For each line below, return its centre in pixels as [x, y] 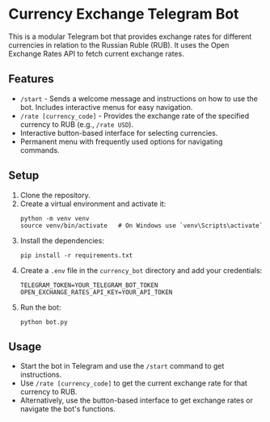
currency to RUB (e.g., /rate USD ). [77, 124]
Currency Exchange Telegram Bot [124, 14]
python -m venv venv [55, 218]
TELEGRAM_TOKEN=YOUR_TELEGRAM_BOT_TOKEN [89, 285]
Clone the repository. [55, 195]
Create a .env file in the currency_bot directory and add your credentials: [141, 270]
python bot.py [44, 322]
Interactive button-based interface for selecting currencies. [119, 133]
